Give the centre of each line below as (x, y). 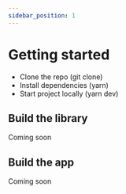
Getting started (59, 54)
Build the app (41, 162)
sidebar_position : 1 (42, 15)
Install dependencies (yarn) (64, 85)
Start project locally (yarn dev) (69, 93)
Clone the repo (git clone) (61, 77)
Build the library (48, 118)
